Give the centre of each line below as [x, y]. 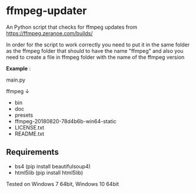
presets [24, 115]
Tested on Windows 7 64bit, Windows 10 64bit [62, 184]
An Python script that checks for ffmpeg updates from [72, 27]
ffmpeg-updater [46, 11]
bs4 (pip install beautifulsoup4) [53, 166]
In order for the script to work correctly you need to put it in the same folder [98, 45]
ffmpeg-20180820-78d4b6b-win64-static [65, 121]
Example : [19, 68]
